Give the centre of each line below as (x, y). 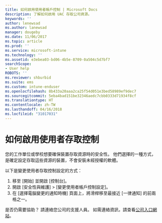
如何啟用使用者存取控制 (52, 139)
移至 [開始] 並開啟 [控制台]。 (41, 181)
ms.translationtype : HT (29, 101)
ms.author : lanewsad (26, 28)
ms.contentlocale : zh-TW (30, 105)
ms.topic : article (24, 41)
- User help (17, 69)
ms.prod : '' (17, 46)
